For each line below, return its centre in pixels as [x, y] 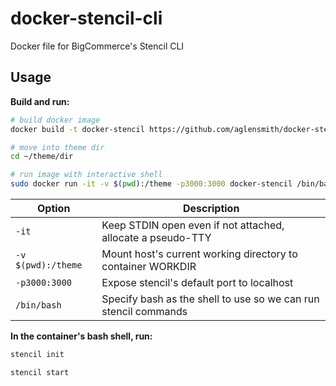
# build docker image [55, 120]
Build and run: [40, 101]
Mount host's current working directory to [199, 254]
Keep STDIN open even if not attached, [193, 225]
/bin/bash [38, 305]
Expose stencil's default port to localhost [197, 282]
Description [211, 208]
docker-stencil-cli [86, 18]
